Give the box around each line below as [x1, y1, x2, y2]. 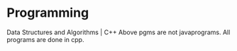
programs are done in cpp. [6, 35, 84, 43]
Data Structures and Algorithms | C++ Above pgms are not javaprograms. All [6, 28, 231, 36]
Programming [6, 5, 89, 21]
